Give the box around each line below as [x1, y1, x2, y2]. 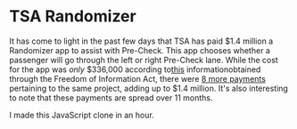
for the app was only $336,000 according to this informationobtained [9, 64, 261, 75]
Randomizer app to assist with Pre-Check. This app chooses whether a [9, 44, 270, 55]
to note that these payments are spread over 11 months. [9, 92, 213, 103]
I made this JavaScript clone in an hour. [9, 109, 154, 120]
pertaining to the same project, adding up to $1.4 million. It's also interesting [9, 83, 288, 93]
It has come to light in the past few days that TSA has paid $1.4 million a [9, 36, 274, 46]
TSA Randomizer [9, 6, 136, 27]
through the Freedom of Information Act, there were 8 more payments [9, 73, 266, 84]
